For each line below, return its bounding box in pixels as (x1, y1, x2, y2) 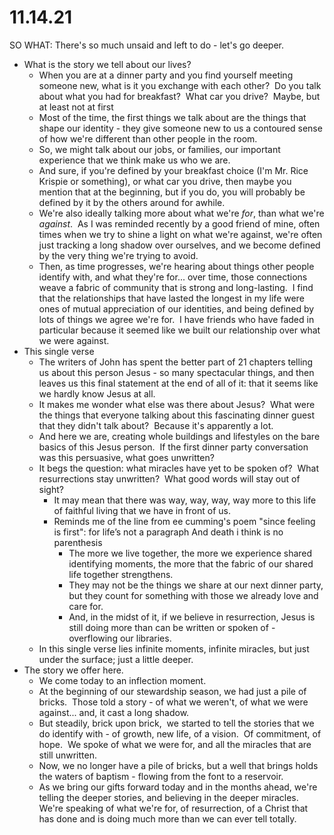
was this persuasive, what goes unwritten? (38, 451, 215, 463)
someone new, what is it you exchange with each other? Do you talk (38, 79, 322, 91)
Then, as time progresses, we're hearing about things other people (38, 260, 315, 272)
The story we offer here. (23, 664, 124, 676)
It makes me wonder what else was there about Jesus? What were (38, 398, 316, 410)
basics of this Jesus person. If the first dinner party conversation (38, 441, 309, 453)
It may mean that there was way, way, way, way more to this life (53, 494, 317, 506)
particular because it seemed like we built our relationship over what (38, 324, 321, 336)
